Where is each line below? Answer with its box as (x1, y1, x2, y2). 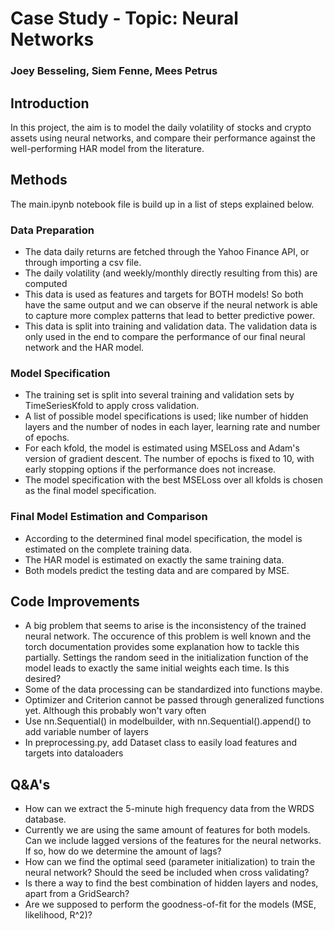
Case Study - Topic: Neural (10, 7, 239, 30)
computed (24, 278, 68, 290)
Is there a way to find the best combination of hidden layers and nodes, (24, 877, 319, 889)
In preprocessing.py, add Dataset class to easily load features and (24, 737, 298, 749)
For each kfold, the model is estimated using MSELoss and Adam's (24, 442, 300, 454)
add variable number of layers (24, 726, 149, 738)
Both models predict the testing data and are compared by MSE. (24, 564, 290, 576)
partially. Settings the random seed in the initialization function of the (24, 652, 309, 664)
